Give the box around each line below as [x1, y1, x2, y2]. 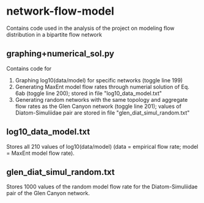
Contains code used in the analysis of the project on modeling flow [6, 24, 175, 32]
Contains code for [6, 65, 52, 72]
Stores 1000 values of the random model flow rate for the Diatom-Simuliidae [6, 183, 198, 190]
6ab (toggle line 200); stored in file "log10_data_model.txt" [15, 90, 162, 97]
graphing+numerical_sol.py [6, 49, 115, 59]
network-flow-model [6, 4, 115, 18]
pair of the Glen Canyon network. [6, 190, 90, 197]
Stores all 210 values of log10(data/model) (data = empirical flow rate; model [6, 143, 199, 150]
